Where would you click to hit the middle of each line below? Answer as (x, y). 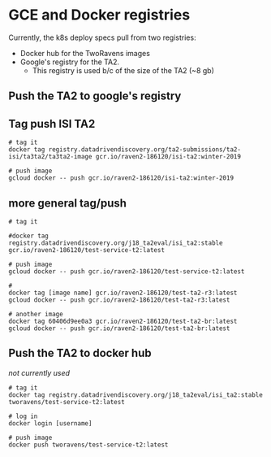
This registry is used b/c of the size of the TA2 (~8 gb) (123, 70)
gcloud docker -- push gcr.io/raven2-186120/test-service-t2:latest (127, 271)
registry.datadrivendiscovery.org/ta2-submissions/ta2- (145, 150)
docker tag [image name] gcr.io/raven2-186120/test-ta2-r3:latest (123, 293)
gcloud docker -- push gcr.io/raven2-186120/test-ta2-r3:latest (119, 300)
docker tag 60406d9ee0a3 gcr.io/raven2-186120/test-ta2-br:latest (123, 321)
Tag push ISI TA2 (52, 124)
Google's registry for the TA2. (70, 62)
